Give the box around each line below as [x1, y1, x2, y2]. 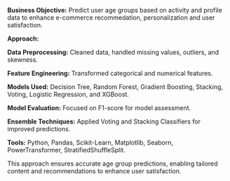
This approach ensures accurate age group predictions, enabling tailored [7, 159, 219, 168]
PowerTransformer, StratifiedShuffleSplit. [7, 146, 126, 154]
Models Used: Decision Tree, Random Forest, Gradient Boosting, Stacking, [7, 83, 223, 90]
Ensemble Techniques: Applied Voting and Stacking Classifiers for [7, 117, 201, 126]
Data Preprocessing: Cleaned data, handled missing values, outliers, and [7, 48, 219, 56]
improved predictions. [7, 125, 71, 133]
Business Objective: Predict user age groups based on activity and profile [7, 6, 222, 14]
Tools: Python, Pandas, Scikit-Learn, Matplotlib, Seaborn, [7, 138, 174, 147]
